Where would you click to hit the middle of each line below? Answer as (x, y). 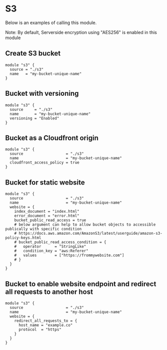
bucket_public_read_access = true (50, 220)
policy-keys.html (23, 238)
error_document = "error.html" (47, 216)
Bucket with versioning (42, 94)
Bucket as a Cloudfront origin (52, 138)
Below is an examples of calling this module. (51, 23)
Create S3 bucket (33, 53)
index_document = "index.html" (47, 212)
